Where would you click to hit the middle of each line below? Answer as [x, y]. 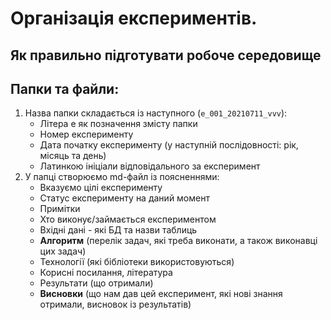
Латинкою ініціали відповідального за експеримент [150, 166]
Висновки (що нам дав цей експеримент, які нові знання [161, 294]
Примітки [60, 209]
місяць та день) [73, 156]
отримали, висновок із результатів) [115, 304]
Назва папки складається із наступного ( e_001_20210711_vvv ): [156, 113]
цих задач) [63, 251]
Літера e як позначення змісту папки [118, 124]
